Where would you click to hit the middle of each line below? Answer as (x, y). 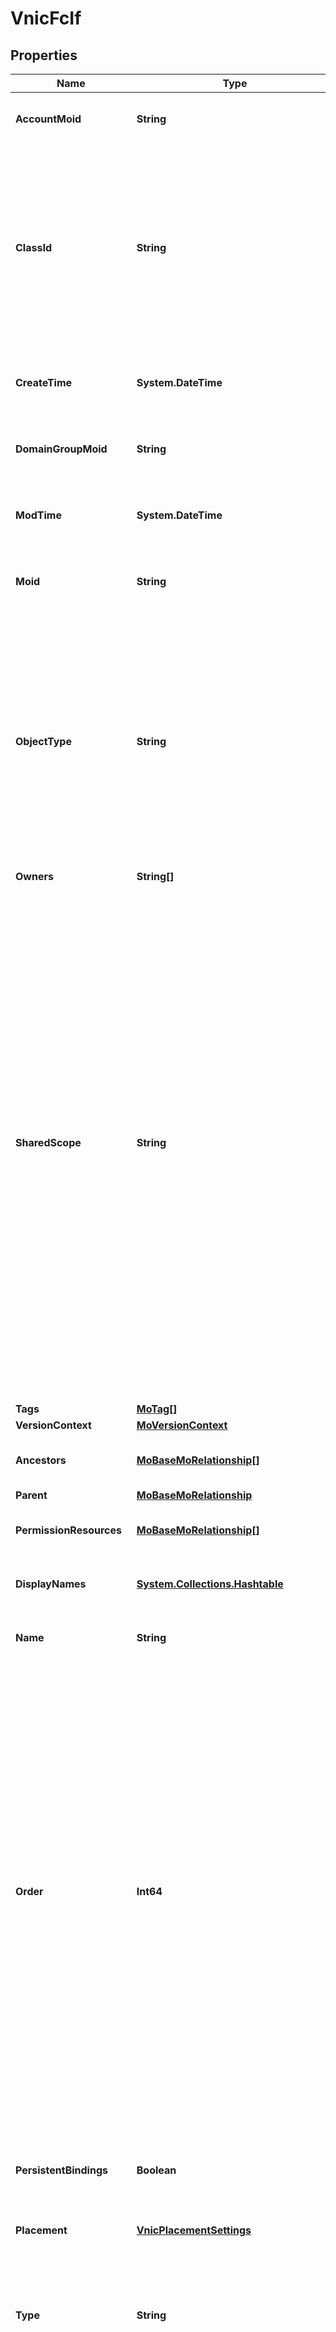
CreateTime (44, 382)
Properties (44, 55)
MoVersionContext (182, 1425)
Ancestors (41, 1460)
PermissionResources (68, 1530)
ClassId (33, 247)
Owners (34, 876)
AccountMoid (48, 119)
